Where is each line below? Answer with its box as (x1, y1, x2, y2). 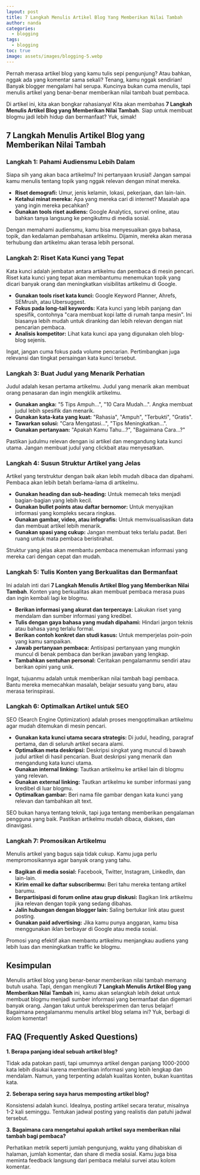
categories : (6, 25, 36, 32)
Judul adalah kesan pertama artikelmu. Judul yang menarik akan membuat (6, 382, 190, 389)
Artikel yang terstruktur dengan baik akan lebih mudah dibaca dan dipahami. (6, 473, 194, 480)
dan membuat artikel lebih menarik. (14, 522, 102, 529)
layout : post (6, 8, 39, 15)
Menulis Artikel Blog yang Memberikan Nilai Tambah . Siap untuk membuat (6, 106, 193, 114)
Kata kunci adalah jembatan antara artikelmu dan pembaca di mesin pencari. (6, 267, 195, 275)
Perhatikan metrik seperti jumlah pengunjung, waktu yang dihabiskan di (6, 1144, 182, 1151)
